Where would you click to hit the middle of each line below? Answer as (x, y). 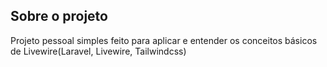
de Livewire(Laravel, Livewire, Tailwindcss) (98, 51)
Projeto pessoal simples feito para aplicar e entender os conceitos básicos (164, 40)
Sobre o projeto (59, 16)
